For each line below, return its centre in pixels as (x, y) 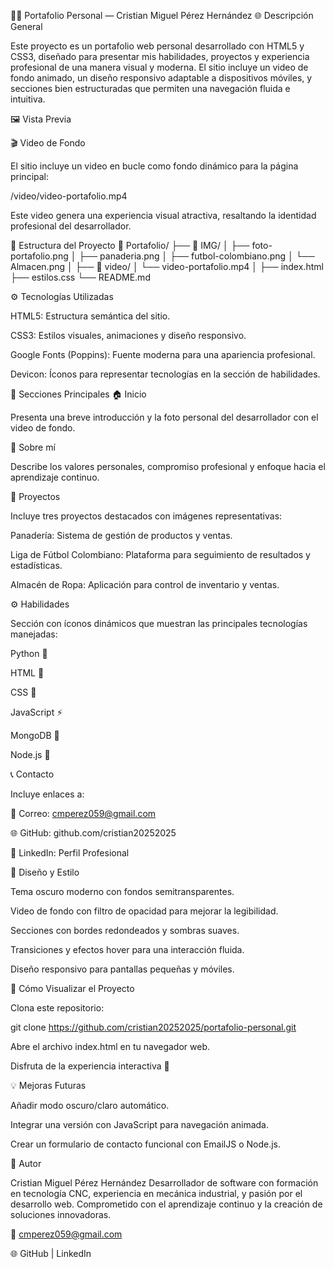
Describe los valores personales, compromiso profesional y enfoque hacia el (168, 466)
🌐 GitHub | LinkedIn (51, 1253)
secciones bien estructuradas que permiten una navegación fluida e (150, 88)
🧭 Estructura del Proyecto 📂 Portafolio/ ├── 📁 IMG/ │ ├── (130, 245)
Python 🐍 (29, 653)
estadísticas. (36, 565)
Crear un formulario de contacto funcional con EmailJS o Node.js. (145, 1144)
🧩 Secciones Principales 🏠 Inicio (78, 394)
